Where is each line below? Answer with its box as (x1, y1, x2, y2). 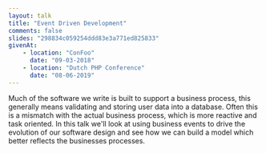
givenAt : (8, 42, 38, 50)
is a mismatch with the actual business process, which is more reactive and (8, 110, 257, 120)
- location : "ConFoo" (22, 49, 95, 57)
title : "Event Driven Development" (8, 19, 127, 27)
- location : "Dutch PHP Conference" (22, 64, 146, 72)
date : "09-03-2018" (29, 57, 95, 65)
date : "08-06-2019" (29, 71, 95, 79)
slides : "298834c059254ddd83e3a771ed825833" (8, 34, 159, 42)
